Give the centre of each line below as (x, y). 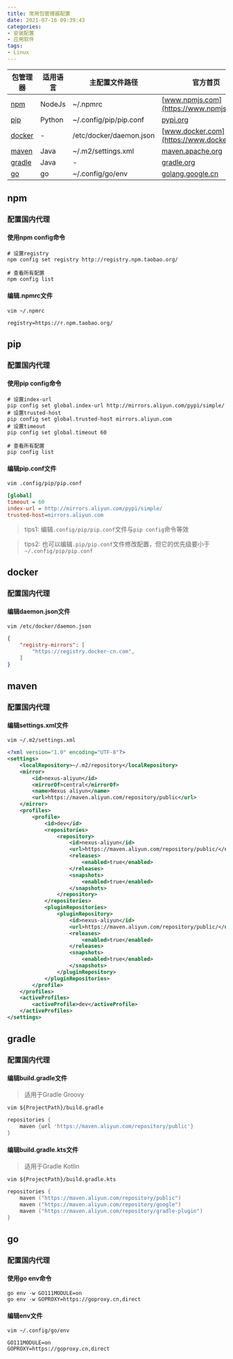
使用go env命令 (29, 1278)
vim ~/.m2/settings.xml (42, 740)
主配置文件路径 (114, 82)
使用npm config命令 (36, 237)
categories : (24, 26)
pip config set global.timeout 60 (57, 433)
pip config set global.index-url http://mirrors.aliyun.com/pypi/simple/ (116, 406)
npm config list (31, 279)
